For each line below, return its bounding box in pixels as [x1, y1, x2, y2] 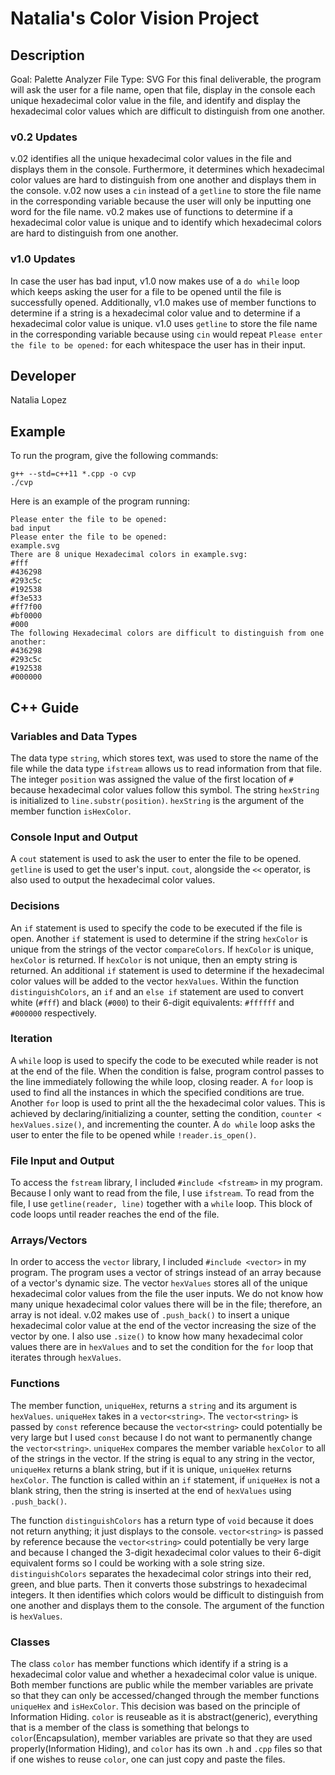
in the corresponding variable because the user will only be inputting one [10, 195, 312, 207]
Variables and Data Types [10, 729, 138, 743]
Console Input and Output [10, 830, 138, 844]
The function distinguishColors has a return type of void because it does [10, 1514, 314, 1526]
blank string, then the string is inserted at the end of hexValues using [10, 1484, 292, 1496]
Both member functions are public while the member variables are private [10, 1678, 314, 1691]
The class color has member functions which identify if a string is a [10, 1657, 289, 1669]
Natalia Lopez [10, 394, 68, 406]
